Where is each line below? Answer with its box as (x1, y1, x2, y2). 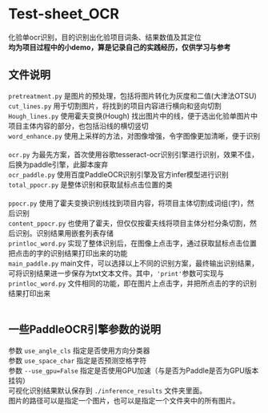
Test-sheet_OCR (8, 5, 120, 23)
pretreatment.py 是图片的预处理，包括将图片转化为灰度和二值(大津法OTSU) (8, 91, 258, 100)
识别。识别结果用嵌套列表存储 (14, 228, 114, 237)
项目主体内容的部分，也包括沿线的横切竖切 (8, 121, 149, 131)
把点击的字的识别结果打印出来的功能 (8, 248, 128, 257)
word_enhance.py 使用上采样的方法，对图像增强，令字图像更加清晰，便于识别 (8, 131, 261, 140)
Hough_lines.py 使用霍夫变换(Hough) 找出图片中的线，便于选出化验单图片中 (8, 111, 258, 120)
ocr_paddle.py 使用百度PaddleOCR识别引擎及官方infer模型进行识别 (8, 169, 230, 179)
